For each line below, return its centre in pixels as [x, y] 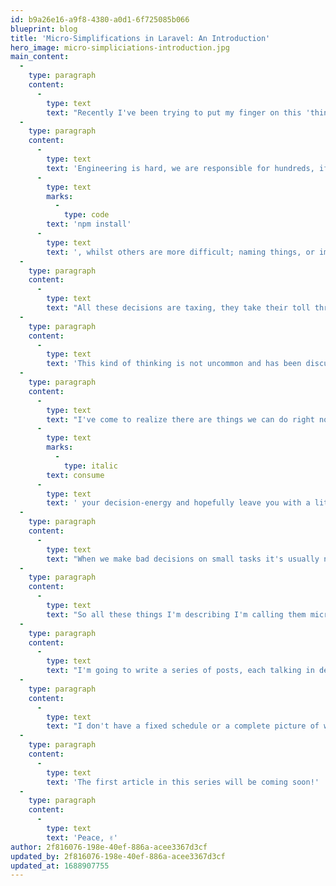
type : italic [90, 466]
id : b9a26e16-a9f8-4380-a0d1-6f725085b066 [100, 19]
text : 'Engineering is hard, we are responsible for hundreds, [180, 168]
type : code [86, 215]
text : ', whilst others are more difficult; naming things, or [180, 252]
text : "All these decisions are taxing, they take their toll [178, 308]
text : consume [75, 475]
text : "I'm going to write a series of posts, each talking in [180, 671]
